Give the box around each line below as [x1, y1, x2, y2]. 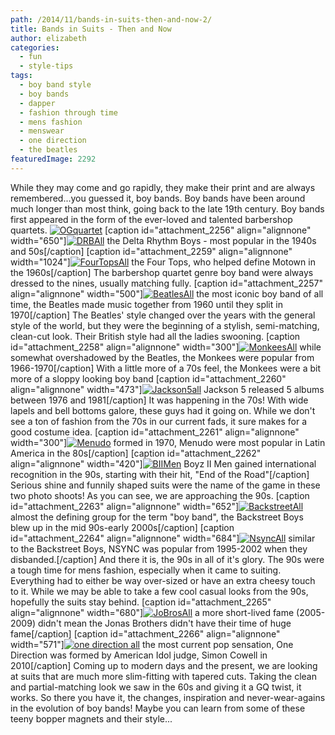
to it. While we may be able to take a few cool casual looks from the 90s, [10, 585, 309, 597]
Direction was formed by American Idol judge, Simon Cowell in [10, 649, 268, 661]
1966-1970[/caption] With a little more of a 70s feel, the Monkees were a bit [10, 362, 321, 374]
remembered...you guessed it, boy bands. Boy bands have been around [10, 192, 306, 204]
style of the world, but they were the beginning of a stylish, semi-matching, [10, 319, 320, 331]
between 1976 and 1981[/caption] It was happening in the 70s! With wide [10, 394, 309, 406]
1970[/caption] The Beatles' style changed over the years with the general [10, 309, 316, 321]
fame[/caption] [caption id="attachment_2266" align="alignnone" [10, 627, 281, 640]
